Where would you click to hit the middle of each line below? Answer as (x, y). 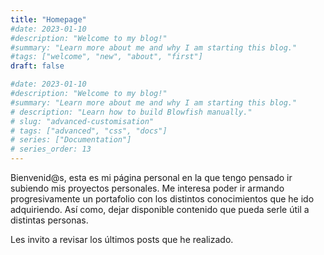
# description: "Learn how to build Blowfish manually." (131, 112)
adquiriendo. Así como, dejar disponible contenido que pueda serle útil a (160, 209)
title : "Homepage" (48, 19)
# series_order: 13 (51, 149)
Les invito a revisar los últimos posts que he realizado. (122, 239)
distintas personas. (49, 220)
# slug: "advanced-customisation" (82, 121)
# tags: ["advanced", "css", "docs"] (89, 131)
